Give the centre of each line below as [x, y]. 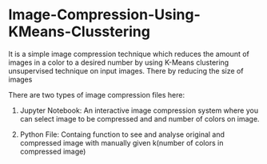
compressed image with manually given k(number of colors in [122, 142]
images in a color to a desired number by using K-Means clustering [119, 62]
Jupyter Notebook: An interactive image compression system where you [139, 110]
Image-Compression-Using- [105, 15]
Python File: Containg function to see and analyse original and [122, 134]
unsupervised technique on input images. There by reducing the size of [126, 70]
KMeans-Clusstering [79, 32]
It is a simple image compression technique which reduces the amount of [129, 54]
